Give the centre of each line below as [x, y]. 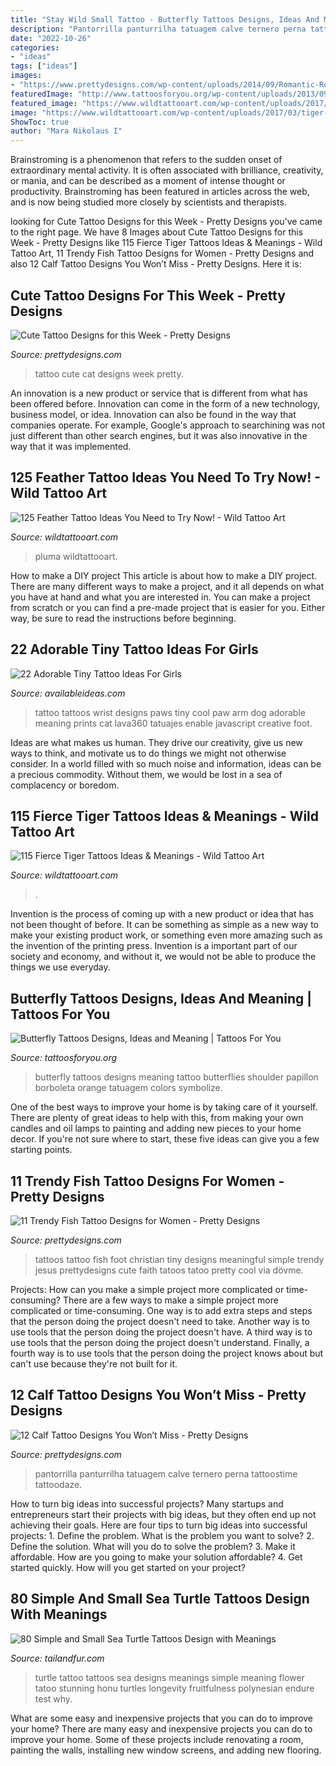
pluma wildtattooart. [76, 556]
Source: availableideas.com [68, 693]
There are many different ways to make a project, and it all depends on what [167, 586]
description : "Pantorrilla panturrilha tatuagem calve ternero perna [158, 29]
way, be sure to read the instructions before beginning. [123, 618]
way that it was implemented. [71, 446]
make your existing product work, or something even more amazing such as [166, 935]
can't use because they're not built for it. [94, 1364]
